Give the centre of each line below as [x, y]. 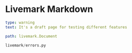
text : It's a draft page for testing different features [66, 27]
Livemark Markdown [49, 9]
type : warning [20, 22]
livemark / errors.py [26, 45]
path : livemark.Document [31, 36]
